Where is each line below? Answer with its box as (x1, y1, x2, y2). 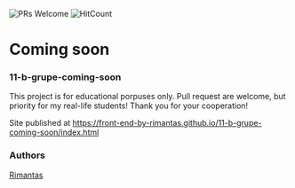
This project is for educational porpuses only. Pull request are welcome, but (9, 91, 286, 102)
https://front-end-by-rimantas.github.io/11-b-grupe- (72, 118, 262, 129)
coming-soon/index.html (9, 127, 100, 137)
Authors (9, 149, 46, 161)
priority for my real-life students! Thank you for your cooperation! (9, 100, 249, 111)
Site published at (9, 118, 71, 129)
